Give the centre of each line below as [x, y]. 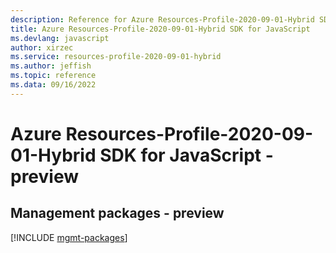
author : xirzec [42, 47]
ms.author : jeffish [51, 66]
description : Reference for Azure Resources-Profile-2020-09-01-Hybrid [162, 19]
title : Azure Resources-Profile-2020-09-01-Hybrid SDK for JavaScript [160, 29]
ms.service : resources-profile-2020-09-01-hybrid [116, 57]
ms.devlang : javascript [60, 38]
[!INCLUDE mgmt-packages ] [69, 237]
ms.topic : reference [53, 76]
